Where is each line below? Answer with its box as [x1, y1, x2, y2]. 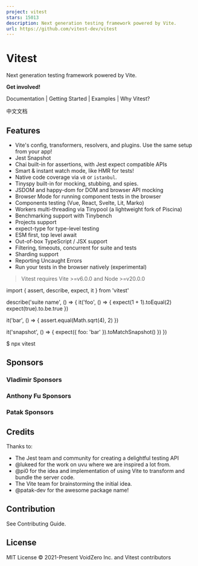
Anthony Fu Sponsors [6, 392, 71, 400]
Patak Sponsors [6, 408, 54, 417]
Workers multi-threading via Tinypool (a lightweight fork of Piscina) [14, 206, 182, 213]
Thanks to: [6, 442, 33, 450]
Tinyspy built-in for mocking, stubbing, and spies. [14, 180, 139, 187]
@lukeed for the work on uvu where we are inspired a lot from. [14, 460, 171, 468]
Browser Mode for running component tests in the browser [14, 193, 161, 200]
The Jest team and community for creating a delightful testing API [14, 454, 179, 461]
